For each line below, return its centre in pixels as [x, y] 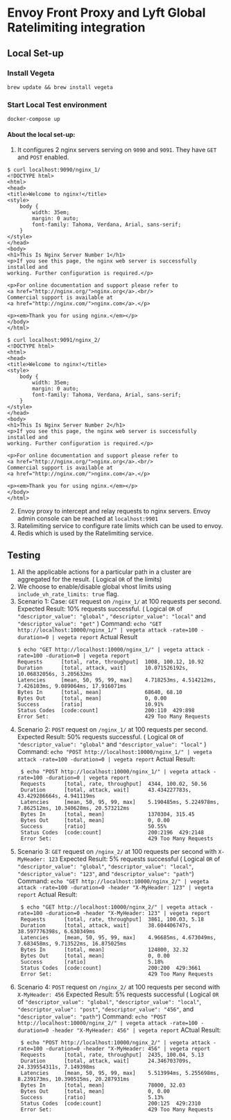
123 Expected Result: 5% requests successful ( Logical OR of [134, 859]
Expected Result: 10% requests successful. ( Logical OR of [100, 609]
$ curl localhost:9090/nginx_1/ [54, 170]
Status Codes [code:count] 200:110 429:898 [106, 711]
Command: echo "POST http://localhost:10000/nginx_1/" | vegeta [114, 752]
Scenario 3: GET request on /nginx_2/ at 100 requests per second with [117, 852]
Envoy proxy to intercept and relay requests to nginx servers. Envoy [114, 511]
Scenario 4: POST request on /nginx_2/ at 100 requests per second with [119, 987]
